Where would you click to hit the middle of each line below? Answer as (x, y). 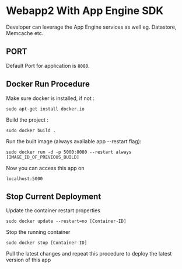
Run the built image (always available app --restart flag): (74, 141)
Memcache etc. (25, 33)
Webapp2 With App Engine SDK (85, 11)
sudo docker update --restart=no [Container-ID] (66, 221)
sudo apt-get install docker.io (45, 109)
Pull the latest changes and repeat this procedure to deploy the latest (89, 254)
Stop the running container (38, 232)
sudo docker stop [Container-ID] (47, 243)
